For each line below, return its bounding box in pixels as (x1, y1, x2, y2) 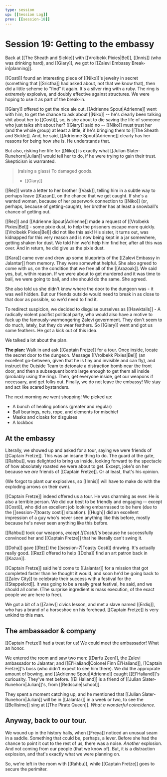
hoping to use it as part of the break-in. (5, 96, 86, 103)
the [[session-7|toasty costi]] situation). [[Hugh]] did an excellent (5, 509, 139, 515)
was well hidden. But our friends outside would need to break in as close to (5, 291, 160, 297)
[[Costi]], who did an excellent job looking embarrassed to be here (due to (5, 504, 158, 510)
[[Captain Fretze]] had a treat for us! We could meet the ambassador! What (5, 640, 159, 646)
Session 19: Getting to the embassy (5, 38, 155, 50)
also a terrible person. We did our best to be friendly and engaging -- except (5, 499, 163, 505)
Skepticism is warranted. (5, 158, 56, 164)
